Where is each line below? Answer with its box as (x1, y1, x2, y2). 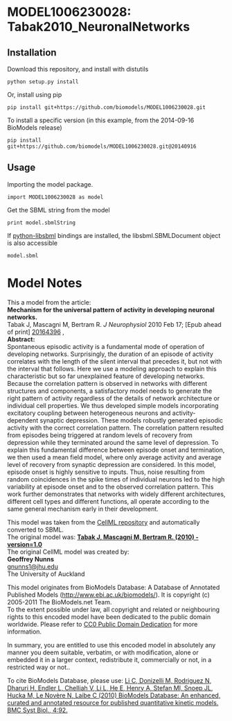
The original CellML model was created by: (7, 548, 130, 556)
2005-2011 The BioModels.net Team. (7, 597, 112, 606)
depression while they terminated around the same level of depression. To (7, 438, 219, 446)
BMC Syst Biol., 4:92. (7, 706, 68, 714)
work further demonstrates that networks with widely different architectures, (7, 490, 226, 498)
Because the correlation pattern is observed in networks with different (7, 379, 208, 387)
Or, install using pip (7, 91, 62, 99)
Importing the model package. (7, 180, 93, 188)
